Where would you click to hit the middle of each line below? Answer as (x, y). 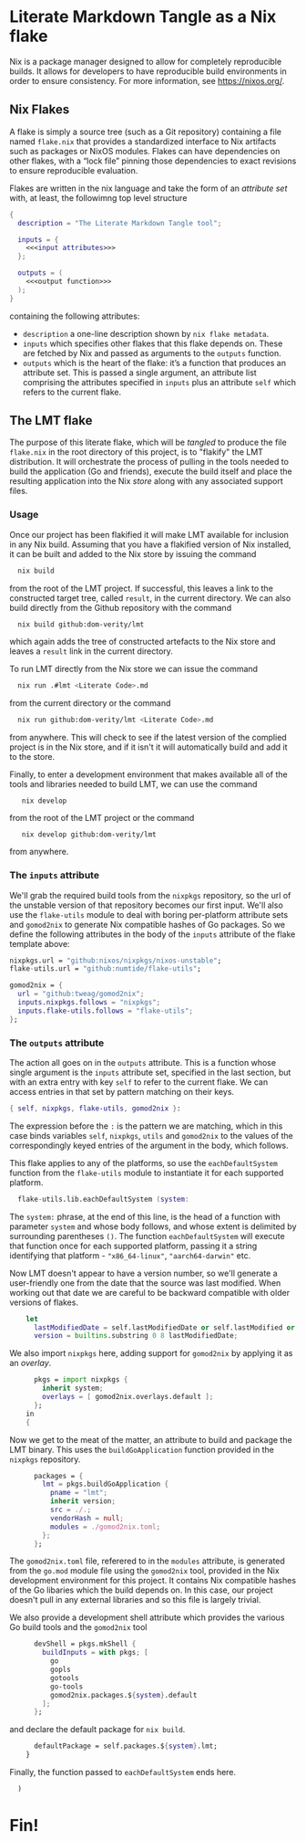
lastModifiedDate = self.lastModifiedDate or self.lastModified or (164, 1327)
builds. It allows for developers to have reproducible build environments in (148, 71)
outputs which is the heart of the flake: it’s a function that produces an (154, 363)
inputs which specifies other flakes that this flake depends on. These (153, 343)
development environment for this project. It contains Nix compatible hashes (153, 1581)
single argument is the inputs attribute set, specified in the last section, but (150, 1072)
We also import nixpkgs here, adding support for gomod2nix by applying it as (151, 1353)
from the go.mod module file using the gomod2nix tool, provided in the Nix (144, 1571)
